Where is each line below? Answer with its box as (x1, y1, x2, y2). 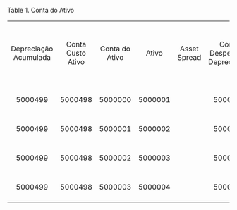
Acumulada (13, 53, 51, 62)
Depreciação (11, 44, 54, 54)
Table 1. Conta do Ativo (7, 6, 75, 14)
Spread (177, 53, 202, 62)
